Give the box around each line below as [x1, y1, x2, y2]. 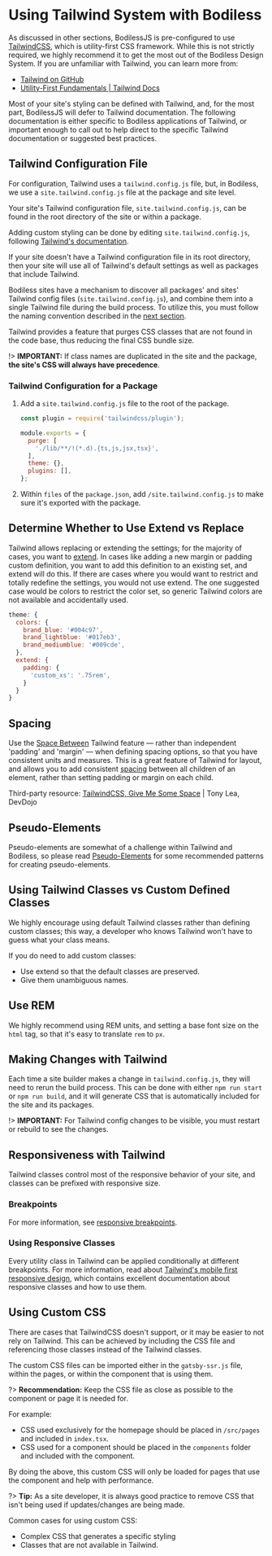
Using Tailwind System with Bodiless [8, 6, 262, 24]
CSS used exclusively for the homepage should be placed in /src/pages [19, 1425, 261, 1435]
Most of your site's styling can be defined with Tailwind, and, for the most [8, 99, 255, 108]
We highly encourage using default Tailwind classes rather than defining [8, 918, 250, 927]
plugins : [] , [28, 467, 72, 476]
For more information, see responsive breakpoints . [8, 1217, 178, 1227]
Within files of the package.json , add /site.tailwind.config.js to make [19, 489, 264, 499]
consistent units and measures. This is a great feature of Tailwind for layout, [8, 756, 262, 765]
